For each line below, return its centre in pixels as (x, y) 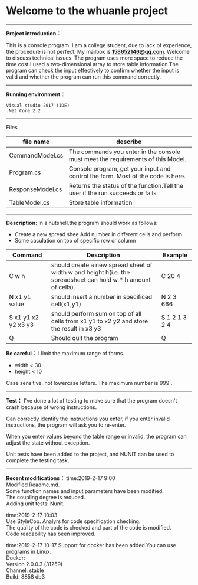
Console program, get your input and (120, 168)
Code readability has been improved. (51, 534)
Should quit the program (85, 338)
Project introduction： (34, 33)
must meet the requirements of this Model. (128, 159)
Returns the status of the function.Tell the (126, 185)
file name (36, 142)
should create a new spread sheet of (102, 265)
